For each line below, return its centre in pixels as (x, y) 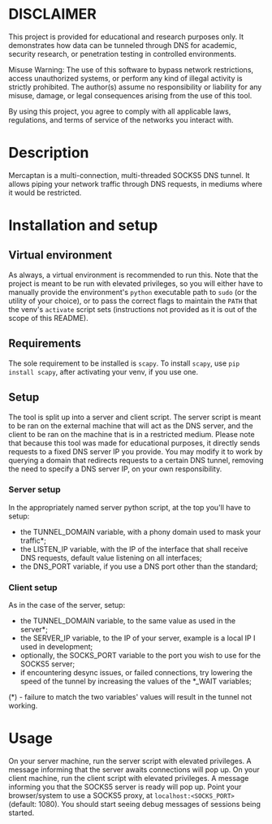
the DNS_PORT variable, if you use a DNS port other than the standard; (139, 566)
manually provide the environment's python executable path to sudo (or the (133, 292)
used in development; (56, 647)
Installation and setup (83, 226)
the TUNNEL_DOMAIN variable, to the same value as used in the (128, 621)
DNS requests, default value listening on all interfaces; (111, 557)
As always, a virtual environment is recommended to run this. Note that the (133, 275)
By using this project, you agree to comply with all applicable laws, (120, 111)
